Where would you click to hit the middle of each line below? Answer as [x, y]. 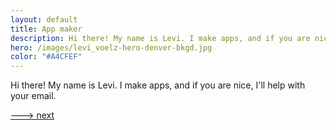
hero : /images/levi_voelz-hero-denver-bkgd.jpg [111, 47]
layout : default [44, 19]
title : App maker [46, 29]
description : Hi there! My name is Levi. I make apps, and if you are [160, 38]
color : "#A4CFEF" [46, 57]
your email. [33, 96]
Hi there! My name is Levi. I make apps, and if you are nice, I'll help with [158, 85]
